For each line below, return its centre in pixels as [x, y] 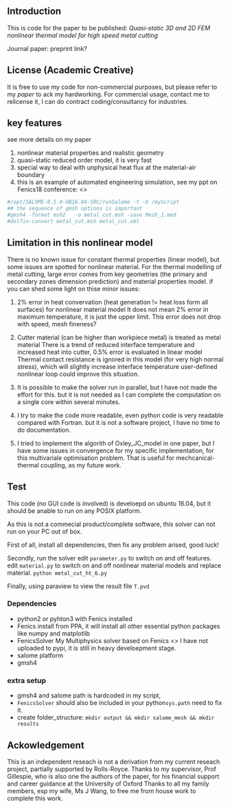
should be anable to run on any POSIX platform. [74, 511]
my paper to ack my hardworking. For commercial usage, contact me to [108, 94]
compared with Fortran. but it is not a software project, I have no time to [118, 422]
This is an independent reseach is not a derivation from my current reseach [114, 761]
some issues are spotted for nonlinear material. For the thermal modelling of [114, 266]
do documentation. [44, 430]
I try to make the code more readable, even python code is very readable [120, 415]
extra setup [27, 680]
